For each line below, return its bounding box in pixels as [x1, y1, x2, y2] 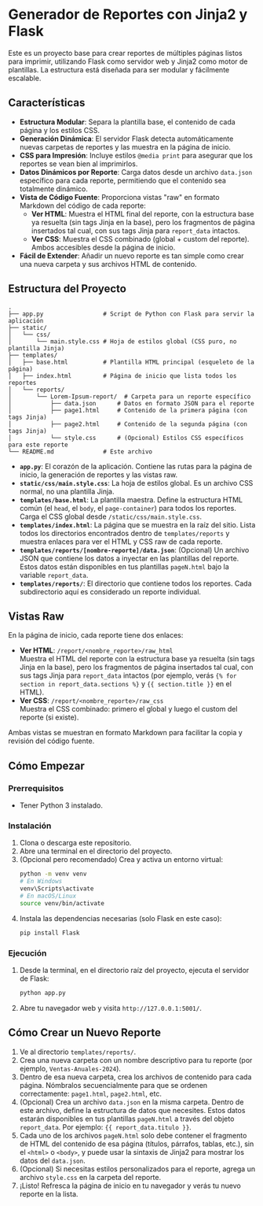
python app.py [19, 989, 66, 997]
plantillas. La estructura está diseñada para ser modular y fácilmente [8, 65, 230, 74]
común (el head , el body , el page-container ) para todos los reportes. [19, 503, 237, 512]
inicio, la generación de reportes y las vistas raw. [19, 470, 178, 479]
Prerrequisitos [8, 782, 64, 794]
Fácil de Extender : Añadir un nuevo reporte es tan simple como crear [19, 250, 245, 261]
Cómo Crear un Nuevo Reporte [8, 1026, 161, 1040]
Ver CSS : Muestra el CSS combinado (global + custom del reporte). [31, 234, 250, 243]
